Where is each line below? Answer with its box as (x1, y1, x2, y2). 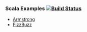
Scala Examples (5, 5, 46, 12)
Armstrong (12, 16, 35, 22)
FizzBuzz (12, 21, 32, 27)
